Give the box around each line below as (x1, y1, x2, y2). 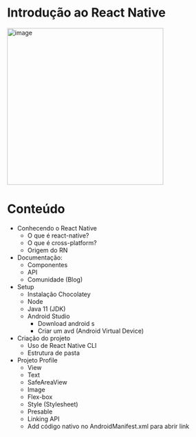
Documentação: (17, 253, 63, 262)
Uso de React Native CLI (27, 341, 97, 349)
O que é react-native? (27, 231, 89, 240)
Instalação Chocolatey (27, 290, 91, 298)
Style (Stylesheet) (27, 400, 78, 408)
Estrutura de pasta (27, 349, 80, 357)
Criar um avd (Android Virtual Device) (37, 327, 144, 335)
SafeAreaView (27, 378, 67, 386)
